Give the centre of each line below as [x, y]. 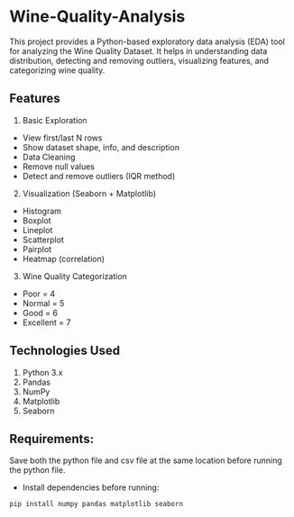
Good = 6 [40, 313]
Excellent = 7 [46, 322]
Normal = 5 [43, 303]
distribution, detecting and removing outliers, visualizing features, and [139, 60]
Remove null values [58, 166]
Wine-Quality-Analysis [97, 17]
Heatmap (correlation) [64, 258]
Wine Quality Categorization [75, 276]
